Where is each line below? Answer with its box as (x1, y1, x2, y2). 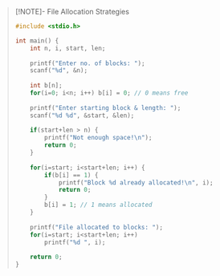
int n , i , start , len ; (30, 44, 106, 52)
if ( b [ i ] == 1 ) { (44, 171, 99, 179)
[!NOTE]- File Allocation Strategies (14, 7, 130, 16)
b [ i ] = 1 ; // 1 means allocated (44, 201, 153, 209)
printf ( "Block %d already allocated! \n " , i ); (58, 178, 214, 187)
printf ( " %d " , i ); (44, 238, 106, 246)
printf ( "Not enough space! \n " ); (44, 134, 153, 142)
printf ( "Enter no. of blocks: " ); (30, 59, 145, 67)
